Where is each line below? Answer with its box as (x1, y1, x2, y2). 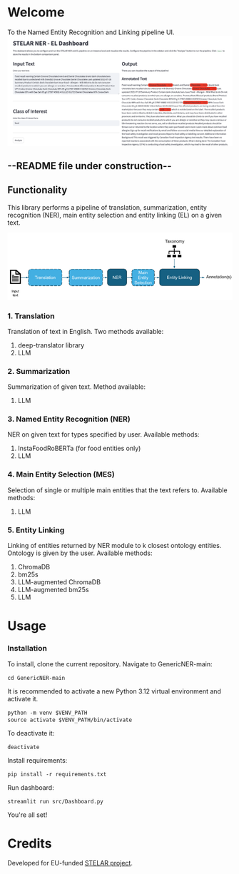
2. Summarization (7, 366, 71, 376)
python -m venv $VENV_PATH (7, 709, 88, 716)
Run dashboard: (7, 783, 55, 792)
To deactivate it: (7, 728, 55, 737)
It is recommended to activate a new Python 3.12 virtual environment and (7, 686, 221, 696)
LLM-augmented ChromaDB (17, 578, 101, 586)
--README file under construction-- (7, 160, 172, 172)
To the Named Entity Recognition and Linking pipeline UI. (7, 28, 175, 36)
